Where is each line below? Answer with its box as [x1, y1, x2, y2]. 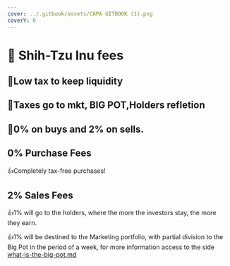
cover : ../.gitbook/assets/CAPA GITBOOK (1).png [7, 10, 153, 18]
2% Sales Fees [7, 190, 73, 202]
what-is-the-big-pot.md [7, 250, 77, 259]
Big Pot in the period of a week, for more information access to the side [7, 243, 215, 251]
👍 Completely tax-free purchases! [7, 167, 106, 175]
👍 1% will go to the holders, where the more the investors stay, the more [7, 209, 217, 217]
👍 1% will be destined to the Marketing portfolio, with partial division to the [7, 233, 224, 241]
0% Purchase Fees [7, 147, 92, 159]
